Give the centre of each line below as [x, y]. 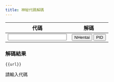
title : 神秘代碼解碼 [25, 10]
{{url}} [13, 64]
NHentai [82, 37]
